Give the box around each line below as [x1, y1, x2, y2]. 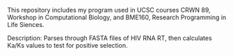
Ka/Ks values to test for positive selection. [7, 41, 128, 49]
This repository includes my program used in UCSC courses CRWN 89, [7, 6, 211, 14]
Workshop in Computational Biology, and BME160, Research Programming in [7, 13, 227, 21]
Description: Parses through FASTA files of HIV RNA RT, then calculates [7, 34, 212, 42]
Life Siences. [7, 21, 45, 28]
